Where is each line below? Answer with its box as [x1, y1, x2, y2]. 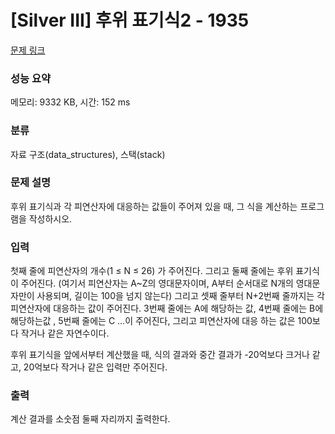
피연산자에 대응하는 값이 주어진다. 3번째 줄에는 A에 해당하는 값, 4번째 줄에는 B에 [10, 302, 324, 315]
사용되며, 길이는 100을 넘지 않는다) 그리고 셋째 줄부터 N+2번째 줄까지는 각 [36, 290, 325, 302]
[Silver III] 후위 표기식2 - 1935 [10, 9, 250, 32]
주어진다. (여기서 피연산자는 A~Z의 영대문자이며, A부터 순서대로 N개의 [20, 277, 294, 290]
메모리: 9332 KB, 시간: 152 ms [10, 96, 131, 108]
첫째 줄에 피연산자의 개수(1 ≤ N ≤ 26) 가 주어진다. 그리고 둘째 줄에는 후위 [10, 265, 294, 277]
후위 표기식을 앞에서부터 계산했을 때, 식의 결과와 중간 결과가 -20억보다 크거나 [10, 349, 310, 361]
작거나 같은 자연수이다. [20, 327, 110, 340]
